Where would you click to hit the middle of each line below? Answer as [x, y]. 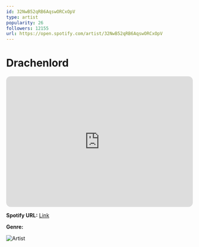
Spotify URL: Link [28, 216]
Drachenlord [38, 63]
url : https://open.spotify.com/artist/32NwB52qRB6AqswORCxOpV [84, 34]
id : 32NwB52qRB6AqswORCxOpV [41, 12]
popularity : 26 [25, 23]
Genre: [15, 227]
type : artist [22, 17]
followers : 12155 [28, 28]
